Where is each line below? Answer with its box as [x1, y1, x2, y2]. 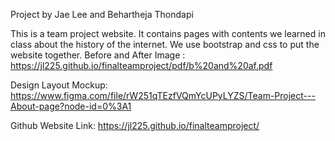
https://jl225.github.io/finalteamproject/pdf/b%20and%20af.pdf [10, 60, 273, 71]
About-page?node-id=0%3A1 [10, 100, 132, 112]
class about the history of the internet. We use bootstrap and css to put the [10, 39, 320, 50]
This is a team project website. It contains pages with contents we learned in [10, 28, 326, 39]
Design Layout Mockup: [10, 79, 108, 91]
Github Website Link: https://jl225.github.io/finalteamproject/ [10, 120, 260, 131]
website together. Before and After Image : [10, 49, 186, 61]
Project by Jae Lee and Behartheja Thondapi [10, 9, 194, 20]
